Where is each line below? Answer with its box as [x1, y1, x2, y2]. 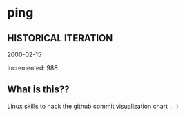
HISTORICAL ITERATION [7, 32, 113, 44]
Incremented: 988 [7, 64, 59, 72]
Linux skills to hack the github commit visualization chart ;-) [7, 102, 179, 110]
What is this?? [7, 84, 70, 96]
